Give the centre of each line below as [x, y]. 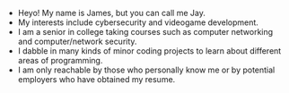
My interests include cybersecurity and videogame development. [138, 22]
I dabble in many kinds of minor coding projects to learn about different [149, 51]
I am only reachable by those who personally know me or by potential [146, 70]
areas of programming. [60, 60]
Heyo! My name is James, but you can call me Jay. [112, 13]
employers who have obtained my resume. [96, 79]
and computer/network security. [77, 41]
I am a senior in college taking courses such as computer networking [145, 32]
